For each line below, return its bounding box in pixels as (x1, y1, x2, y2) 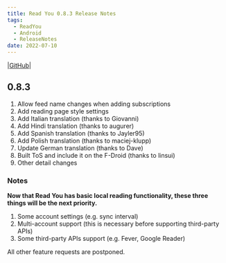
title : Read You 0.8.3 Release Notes (7, 10, 116, 17)
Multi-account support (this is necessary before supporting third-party (17, 219, 220, 228)
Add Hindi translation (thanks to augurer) (17, 122, 134, 130)
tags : (7, 17, 23, 24)
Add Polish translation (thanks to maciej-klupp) (17, 136, 152, 145)
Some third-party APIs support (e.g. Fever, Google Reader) (17, 235, 186, 243)
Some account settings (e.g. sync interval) (17, 212, 139, 221)
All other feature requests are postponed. (7, 248, 125, 256)
